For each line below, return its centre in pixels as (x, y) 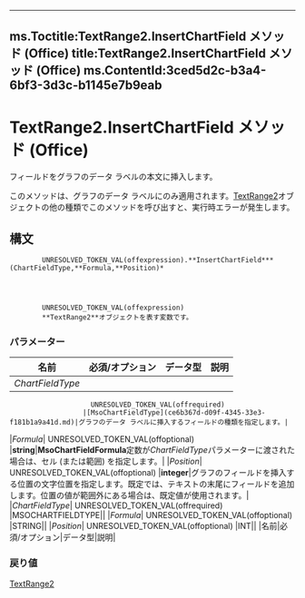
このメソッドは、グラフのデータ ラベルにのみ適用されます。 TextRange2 (144, 196)
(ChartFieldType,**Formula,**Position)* (87, 269)
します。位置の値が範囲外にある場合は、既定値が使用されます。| (129, 495)
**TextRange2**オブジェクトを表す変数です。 (118, 318)
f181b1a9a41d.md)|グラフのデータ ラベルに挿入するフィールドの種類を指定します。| (149, 423)
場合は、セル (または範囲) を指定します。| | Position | (106, 461)
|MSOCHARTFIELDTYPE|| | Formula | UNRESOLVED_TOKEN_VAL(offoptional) (151, 515)
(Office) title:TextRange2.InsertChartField (145, 54)
